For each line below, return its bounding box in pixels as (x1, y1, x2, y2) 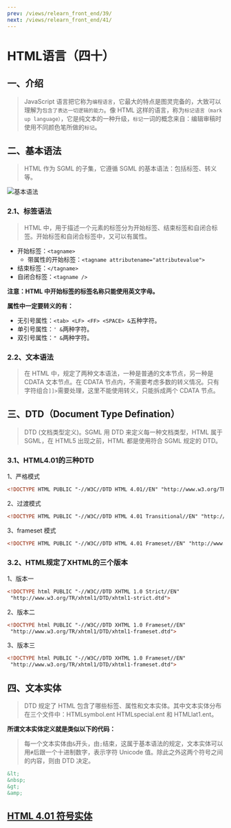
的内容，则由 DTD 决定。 (23, 757, 95, 765)
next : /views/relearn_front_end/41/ (7, 16, 112, 23)
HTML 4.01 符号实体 (7, 810, 93, 822)
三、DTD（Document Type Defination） (7, 408, 180, 420)
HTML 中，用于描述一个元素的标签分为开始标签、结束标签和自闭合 (23, 223, 212, 232)
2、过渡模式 (7, 499, 41, 507)
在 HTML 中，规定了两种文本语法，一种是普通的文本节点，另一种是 (23, 369, 214, 377)
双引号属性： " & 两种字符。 (16, 333, 93, 342)
